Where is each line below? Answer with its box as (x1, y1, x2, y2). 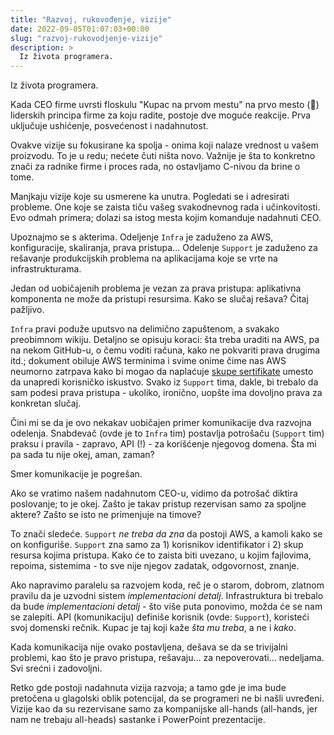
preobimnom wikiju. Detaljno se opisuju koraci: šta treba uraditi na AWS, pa (10, 334, 320, 346)
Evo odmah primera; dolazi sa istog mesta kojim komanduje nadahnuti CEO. (10, 212, 322, 224)
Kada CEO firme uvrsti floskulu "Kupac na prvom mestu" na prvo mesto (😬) (10, 99, 320, 111)
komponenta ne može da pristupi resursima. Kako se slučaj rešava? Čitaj (10, 293, 309, 305)
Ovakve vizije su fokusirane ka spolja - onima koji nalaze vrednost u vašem (10, 139, 319, 151)
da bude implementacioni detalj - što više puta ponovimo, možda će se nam (10, 601, 323, 613)
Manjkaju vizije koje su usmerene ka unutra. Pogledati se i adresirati (10, 191, 290, 203)
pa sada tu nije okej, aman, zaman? (10, 449, 155, 461)
